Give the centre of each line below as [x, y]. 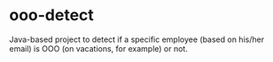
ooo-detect [52, 15]
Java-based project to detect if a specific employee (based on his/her [136, 39]
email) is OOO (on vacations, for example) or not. [98, 48]
